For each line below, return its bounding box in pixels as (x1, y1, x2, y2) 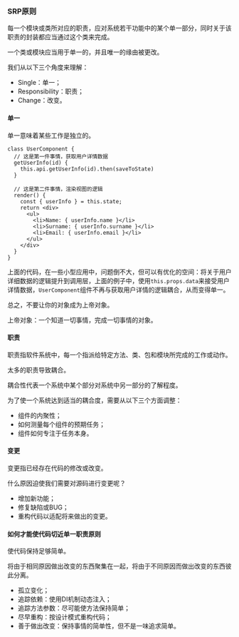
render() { (14, 191, 46, 199)
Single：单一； (17, 78, 62, 87)
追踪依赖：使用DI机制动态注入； (17, 595, 112, 603)
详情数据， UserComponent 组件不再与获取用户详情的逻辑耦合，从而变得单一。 (7, 285, 230, 294)
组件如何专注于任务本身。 (17, 429, 93, 437)
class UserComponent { (7, 145, 75, 153)
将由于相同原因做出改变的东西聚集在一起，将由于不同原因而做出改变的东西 (7, 562, 225, 571)
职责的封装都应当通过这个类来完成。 (7, 33, 114, 41)
